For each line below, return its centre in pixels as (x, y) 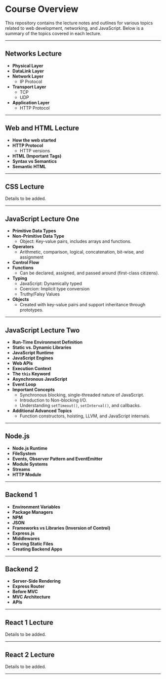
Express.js (23, 533)
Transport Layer (29, 87)
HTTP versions (35, 150)
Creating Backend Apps (37, 549)
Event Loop (24, 384)
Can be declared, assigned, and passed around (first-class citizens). (89, 273)
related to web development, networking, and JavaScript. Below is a (74, 28)
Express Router (28, 586)
